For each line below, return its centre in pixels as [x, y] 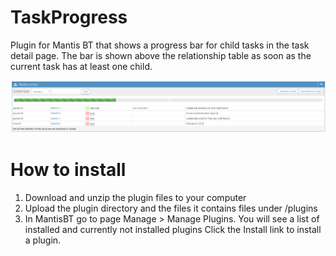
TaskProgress [69, 17]
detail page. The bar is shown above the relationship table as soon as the [161, 55]
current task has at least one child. [81, 66]
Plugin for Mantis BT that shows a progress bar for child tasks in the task [160, 45]
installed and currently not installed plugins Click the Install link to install [173, 230]
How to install [68, 170]
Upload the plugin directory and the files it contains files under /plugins [171, 208]
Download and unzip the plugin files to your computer [135, 198]
